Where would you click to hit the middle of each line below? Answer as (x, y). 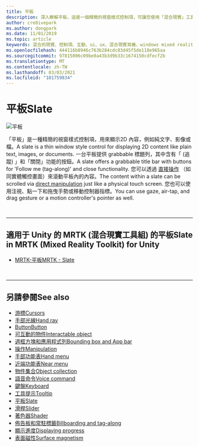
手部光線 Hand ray (36, 320)
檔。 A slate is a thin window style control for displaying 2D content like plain (99, 147)
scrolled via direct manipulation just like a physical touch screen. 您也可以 (96, 184)
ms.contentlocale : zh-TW (37, 67)
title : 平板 (20, 12)
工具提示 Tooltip (33, 393)
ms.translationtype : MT (36, 61)
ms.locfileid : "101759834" (39, 78)
